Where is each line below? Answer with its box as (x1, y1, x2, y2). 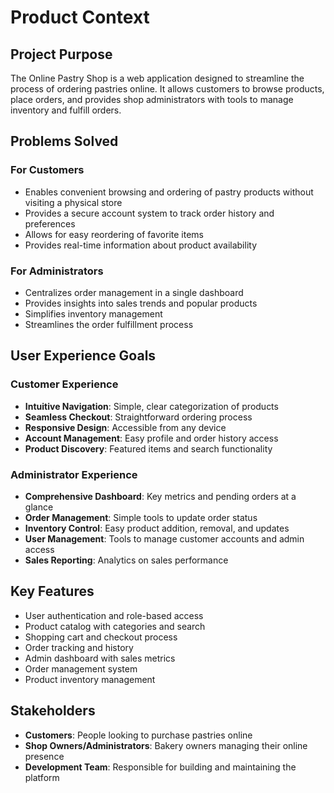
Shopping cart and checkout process (24, 631, 178, 643)
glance (24, 501, 54, 513)
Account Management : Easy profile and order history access (24, 432, 279, 444)
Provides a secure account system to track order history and (24, 207, 275, 219)
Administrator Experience (10, 467, 138, 481)
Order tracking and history (24, 641, 134, 653)
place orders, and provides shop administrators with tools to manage (10, 94, 294, 105)
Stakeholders (10, 702, 96, 720)
